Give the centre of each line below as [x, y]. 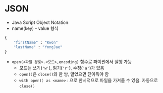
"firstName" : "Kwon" [36, 42]
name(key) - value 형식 [35, 28]
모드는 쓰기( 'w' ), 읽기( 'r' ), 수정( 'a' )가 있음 [62, 68]
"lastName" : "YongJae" [38, 47]
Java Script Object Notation [40, 22]
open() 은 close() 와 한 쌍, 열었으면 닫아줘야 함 [64, 74]
